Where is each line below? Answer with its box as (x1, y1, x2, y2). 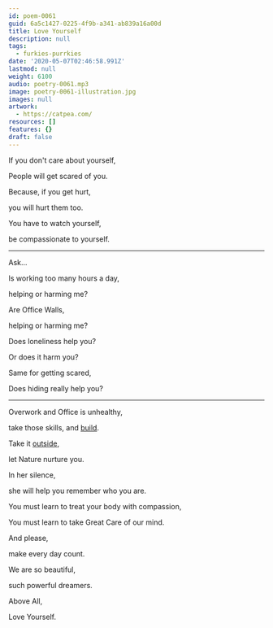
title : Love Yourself (8, 27, 82, 35)
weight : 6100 (8, 72, 53, 81)
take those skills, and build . (8, 422, 100, 432)
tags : (8, 42, 27, 50)
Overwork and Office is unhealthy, (8, 407, 123, 416)
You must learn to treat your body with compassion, (8, 501, 182, 511)
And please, (8, 533, 49, 543)
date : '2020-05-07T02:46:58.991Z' (8, 58, 126, 66)
